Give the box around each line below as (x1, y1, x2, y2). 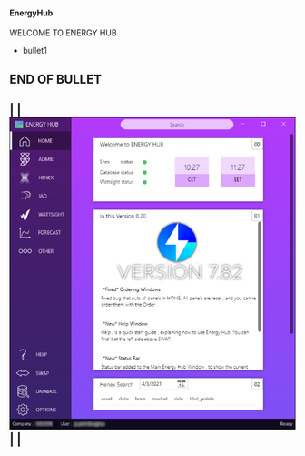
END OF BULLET (9, 71, 103, 86)
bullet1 (22, 46, 47, 56)
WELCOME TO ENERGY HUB (9, 27, 117, 38)
